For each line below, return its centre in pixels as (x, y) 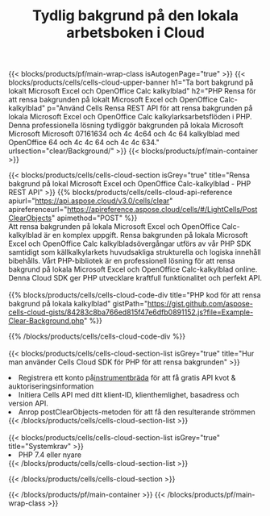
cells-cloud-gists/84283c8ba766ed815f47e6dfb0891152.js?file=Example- (131, 312)
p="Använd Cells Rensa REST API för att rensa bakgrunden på (150, 108)
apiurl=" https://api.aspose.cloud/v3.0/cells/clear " (91, 201)
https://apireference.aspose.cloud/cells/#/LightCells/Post (162, 210)
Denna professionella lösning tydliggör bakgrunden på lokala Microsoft (126, 125)
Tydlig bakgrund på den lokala (135, 16)
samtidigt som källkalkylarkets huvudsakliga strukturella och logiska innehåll (135, 252)
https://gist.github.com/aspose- (201, 304)
